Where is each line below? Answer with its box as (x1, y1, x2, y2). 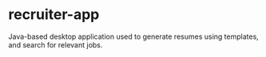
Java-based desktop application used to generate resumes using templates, (8, 32, 260, 41)
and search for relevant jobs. (8, 40, 103, 49)
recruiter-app (8, 6, 100, 24)
